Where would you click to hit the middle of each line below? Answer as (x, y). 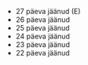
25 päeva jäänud (42, 28)
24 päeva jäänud (43, 36)
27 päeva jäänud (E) (48, 11)
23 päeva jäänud (43, 45)
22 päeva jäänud (43, 53)
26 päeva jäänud (43, 20)
